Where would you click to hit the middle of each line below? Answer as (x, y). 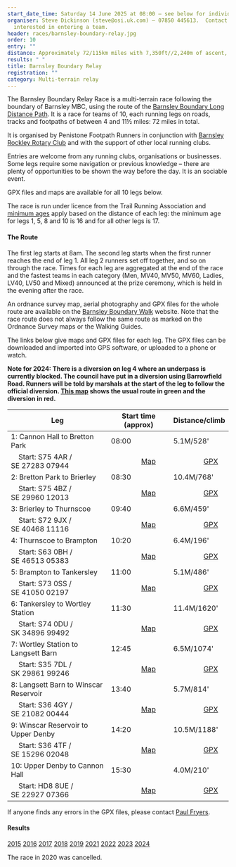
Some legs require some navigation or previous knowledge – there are (109, 164)
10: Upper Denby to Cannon (57, 766)
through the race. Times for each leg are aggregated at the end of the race (115, 267)
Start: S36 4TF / (45, 745)
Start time (139, 416)
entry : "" (22, 46)
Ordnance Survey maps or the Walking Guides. (75, 326)
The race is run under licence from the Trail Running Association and (107, 206)
